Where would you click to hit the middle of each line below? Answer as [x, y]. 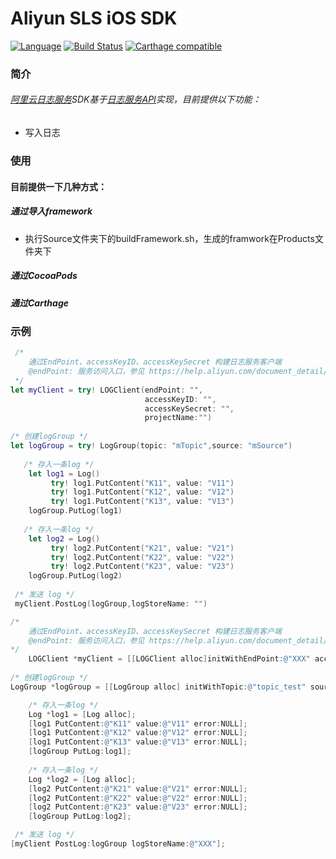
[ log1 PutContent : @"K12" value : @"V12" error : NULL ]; [138, 733]
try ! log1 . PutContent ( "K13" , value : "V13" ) [142, 502]
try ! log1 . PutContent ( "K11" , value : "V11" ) [142, 483]
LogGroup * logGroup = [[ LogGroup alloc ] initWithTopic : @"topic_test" [158, 687]
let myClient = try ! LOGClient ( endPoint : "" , [106, 390]
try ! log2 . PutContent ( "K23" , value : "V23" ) [142, 567]
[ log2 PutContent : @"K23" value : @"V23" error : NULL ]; [138, 807]
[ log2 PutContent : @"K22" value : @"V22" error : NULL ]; [138, 798]
